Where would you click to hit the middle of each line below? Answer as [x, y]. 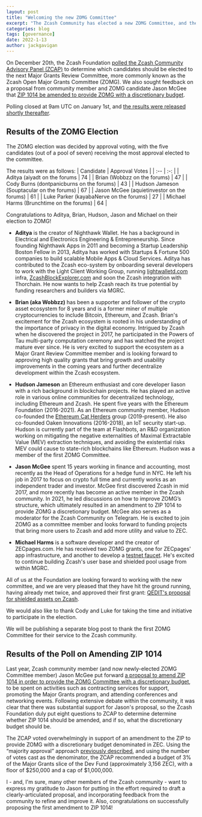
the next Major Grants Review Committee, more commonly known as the [96, 75]
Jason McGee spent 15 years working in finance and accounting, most [103, 466]
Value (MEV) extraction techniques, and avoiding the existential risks [100, 442]
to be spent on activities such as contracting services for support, [88, 688]
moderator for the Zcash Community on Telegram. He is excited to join [102, 518]
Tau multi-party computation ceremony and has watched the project [99, 340]
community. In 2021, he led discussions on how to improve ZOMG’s [98, 498]
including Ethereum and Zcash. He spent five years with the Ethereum [101, 403]
